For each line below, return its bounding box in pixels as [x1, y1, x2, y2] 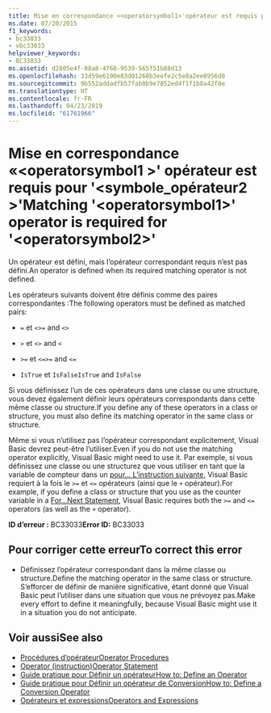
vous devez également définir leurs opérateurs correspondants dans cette [8, 394, 256, 403]
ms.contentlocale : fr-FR [8, 95, 92, 103]
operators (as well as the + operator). [8, 504, 131, 513]
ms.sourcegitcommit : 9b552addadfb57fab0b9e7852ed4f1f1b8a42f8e [8, 79, 226, 87]
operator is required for [8, 213, 168, 231]
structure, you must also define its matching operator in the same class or [8, 411, 254, 420]
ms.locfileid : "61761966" [8, 110, 95, 118]
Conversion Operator [19, 686, 90, 696]
